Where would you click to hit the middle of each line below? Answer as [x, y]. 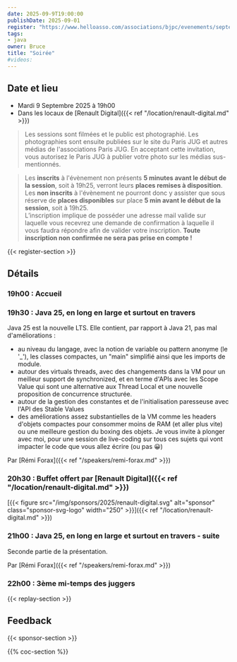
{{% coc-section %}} [38, 651]
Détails [23, 273]
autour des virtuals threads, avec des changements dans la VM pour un [121, 372]
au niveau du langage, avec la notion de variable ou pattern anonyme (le [122, 349]
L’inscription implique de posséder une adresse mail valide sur [115, 215]
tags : [15, 34]
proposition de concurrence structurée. [75, 394]
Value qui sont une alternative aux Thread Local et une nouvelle [110, 387]
